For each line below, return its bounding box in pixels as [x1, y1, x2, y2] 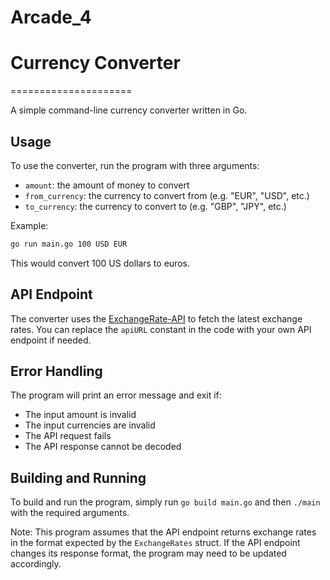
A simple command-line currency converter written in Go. [10, 104, 248, 116]
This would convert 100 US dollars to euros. [10, 257, 190, 269]
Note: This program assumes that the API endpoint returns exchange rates [10, 526, 317, 538]
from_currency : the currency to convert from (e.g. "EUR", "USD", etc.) [24, 189, 310, 201]
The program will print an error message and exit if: [10, 389, 222, 401]
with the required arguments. [10, 507, 130, 519]
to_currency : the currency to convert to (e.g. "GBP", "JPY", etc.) [24, 200, 287, 212]
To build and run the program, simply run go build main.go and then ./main [10, 496, 321, 508]
